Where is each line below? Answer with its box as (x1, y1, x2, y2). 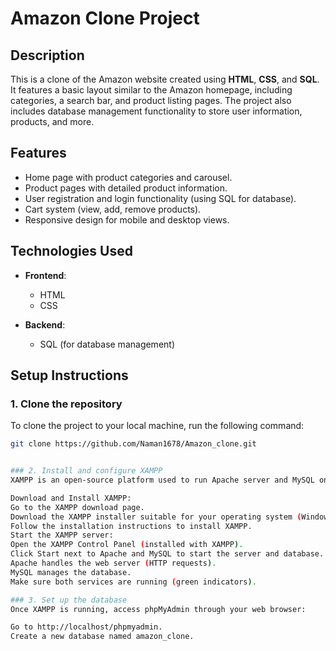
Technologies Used (10, 243, 133, 260)
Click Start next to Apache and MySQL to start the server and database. (10, 549, 325, 559)
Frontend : (24, 269, 67, 281)
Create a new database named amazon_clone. (10, 632, 195, 642)
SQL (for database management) (39, 338, 176, 350)
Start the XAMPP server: (10, 530, 114, 541)
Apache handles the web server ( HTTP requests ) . (10, 558, 217, 569)
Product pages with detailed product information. (24, 182, 228, 194)
